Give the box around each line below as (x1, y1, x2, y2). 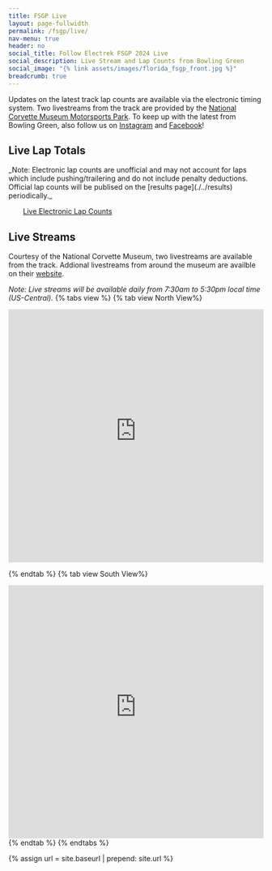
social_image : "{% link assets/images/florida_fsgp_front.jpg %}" (8, 65, 237, 73)
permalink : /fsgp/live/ (8, 27, 89, 35)
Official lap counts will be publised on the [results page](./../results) (8, 182, 233, 192)
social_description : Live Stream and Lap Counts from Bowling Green (8, 58, 244, 66)
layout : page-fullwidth (8, 19, 89, 28)
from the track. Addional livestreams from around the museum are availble (8, 260, 257, 270)
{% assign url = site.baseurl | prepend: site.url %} (8, 854, 174, 864)
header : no (8, 42, 45, 50)
